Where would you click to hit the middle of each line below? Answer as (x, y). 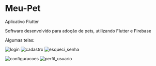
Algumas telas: (20, 40)
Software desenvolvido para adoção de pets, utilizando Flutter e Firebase (78, 31)
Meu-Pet (23, 8)
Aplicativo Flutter (22, 22)
